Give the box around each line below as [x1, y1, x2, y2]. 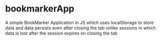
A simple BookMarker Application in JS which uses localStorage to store [5, 19, 154, 25]
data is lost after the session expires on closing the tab [5, 30, 117, 36]
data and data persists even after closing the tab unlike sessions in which [5, 24, 156, 30]
